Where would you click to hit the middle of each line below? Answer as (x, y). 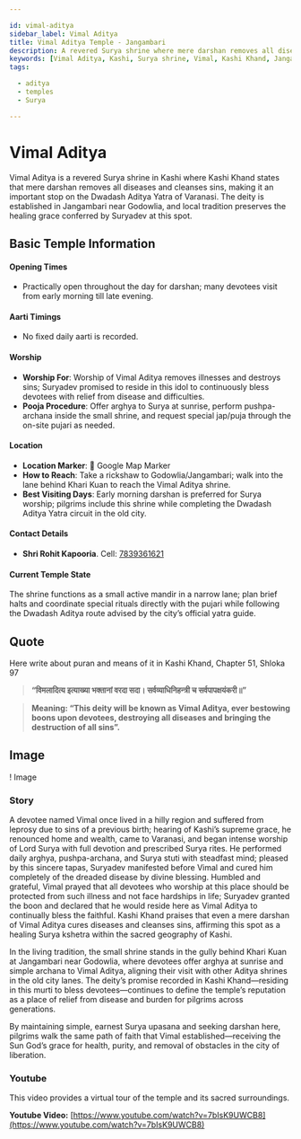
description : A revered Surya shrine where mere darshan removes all (142, 50)
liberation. (28, 1055)
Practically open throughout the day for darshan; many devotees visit (150, 287)
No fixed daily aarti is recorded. (80, 337)
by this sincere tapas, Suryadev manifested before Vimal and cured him (141, 868)
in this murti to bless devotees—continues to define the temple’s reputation (148, 990)
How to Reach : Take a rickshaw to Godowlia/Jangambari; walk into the (153, 475)
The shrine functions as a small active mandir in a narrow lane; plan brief (143, 595)
